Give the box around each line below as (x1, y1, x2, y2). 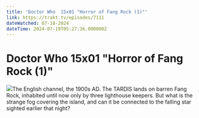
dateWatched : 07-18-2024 (6, 20, 69, 26)
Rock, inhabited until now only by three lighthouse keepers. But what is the (6, 92, 193, 99)
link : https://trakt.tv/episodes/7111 (6, 15, 104, 21)
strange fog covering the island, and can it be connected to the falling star (6, 98, 192, 106)
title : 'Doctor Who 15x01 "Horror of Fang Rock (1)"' (6, 8, 148, 15)
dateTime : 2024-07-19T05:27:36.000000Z (6, 25, 107, 32)
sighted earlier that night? (6, 105, 71, 112)
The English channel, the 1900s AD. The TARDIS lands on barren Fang (12, 85, 187, 93)
